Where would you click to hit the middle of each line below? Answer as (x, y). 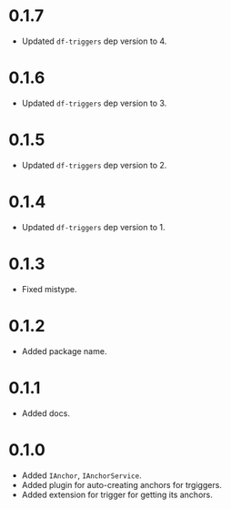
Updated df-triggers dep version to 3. (94, 103)
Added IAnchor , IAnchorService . (81, 475)
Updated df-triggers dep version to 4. (94, 41)
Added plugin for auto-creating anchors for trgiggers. (121, 484)
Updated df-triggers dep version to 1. (93, 227)
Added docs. (45, 413)
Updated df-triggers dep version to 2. (94, 165)
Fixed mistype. (49, 289)
